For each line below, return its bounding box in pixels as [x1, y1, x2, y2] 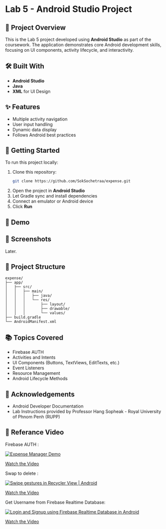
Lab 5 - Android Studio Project [5, 3, 132, 15]
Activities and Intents [12, 354, 56, 360]
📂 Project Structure [5, 262, 66, 271]
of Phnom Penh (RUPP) [12, 414, 61, 420]
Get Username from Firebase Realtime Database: [5, 499, 106, 505]
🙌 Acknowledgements [5, 390, 75, 399]
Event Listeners [12, 365, 45, 371]
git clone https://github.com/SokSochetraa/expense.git [12, 179, 131, 184]
